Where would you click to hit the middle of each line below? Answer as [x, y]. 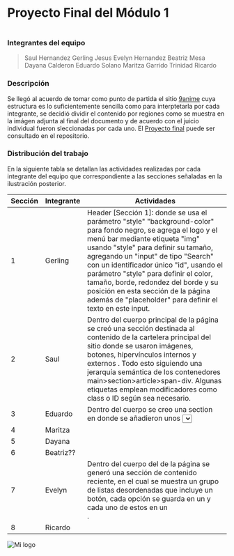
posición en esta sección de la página [148, 291]
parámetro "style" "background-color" [150, 221]
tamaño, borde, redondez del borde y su [153, 282]
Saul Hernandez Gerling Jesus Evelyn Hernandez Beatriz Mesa [115, 58]
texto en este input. [118, 308]
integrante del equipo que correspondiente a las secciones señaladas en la [115, 176]
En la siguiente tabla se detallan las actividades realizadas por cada [104, 169]
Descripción [29, 84]
